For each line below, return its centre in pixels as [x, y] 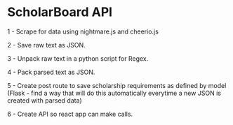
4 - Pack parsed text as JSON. [51, 72]
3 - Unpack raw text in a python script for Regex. [78, 58]
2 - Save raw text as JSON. [46, 45]
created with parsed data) [45, 100]
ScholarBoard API [60, 12]
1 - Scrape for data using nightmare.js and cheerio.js [83, 31]
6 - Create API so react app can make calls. [70, 114]
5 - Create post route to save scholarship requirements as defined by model [117, 85]
